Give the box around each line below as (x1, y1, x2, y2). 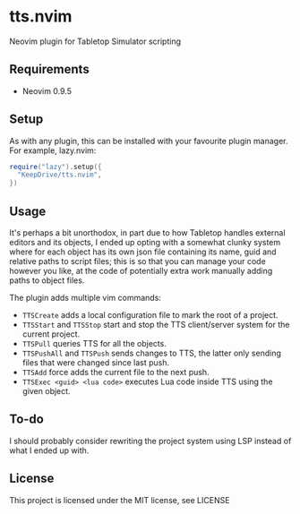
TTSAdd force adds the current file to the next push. (21, 367, 210, 377)
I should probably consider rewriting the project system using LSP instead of (9, 435, 292, 446)
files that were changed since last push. (21, 357, 170, 368)
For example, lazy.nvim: (9, 145, 97, 156)
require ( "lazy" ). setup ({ (9, 162, 102, 171)
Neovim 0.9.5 (21, 85, 72, 96)
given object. (21, 386, 71, 396)
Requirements (9, 62, 90, 77)
